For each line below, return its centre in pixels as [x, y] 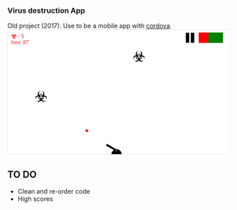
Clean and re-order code [54, 192]
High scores [35, 199]
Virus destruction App [46, 11]
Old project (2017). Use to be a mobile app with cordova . [89, 26]
